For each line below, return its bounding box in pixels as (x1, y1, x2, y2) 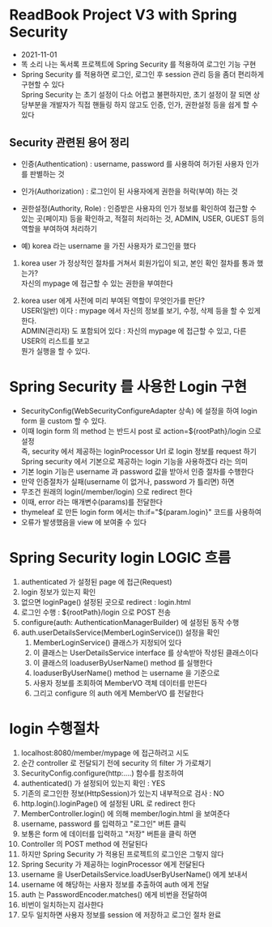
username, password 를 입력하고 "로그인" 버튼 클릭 (20, 819, 187, 828)
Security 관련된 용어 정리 (9, 136, 130, 150)
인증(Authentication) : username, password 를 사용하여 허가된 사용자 (20, 159, 244, 168)
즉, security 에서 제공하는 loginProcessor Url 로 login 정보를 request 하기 (20, 446, 257, 456)
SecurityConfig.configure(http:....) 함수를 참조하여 (20, 768, 185, 778)
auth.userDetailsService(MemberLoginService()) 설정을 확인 (20, 627, 220, 637)
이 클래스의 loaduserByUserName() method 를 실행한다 (32, 657, 213, 667)
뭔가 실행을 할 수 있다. (20, 346, 91, 355)
